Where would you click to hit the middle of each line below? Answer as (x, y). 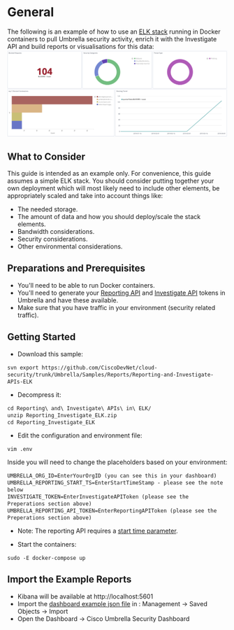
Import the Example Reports (70, 579)
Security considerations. (53, 239)
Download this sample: (50, 353)
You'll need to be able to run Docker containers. (86, 285)
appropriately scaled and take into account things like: (85, 196)
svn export (23, 367)
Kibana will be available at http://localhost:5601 (85, 596)
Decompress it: (39, 394)
